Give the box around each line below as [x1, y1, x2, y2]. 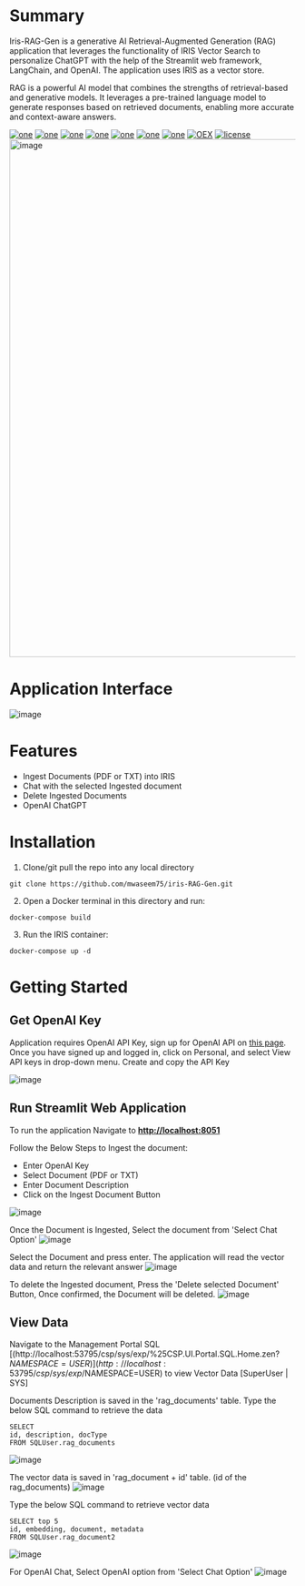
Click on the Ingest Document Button [22, 1189, 161, 1200]
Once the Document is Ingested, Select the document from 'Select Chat [9, 1224, 278, 1235]
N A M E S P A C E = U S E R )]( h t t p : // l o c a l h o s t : [9, 1358, 166, 1369]
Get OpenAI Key [9, 1012, 102, 1029]
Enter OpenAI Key [22, 1160, 89, 1171]
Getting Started [9, 976, 129, 997]
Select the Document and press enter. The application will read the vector [9, 1251, 285, 1262]
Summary [9, 5, 84, 26]
